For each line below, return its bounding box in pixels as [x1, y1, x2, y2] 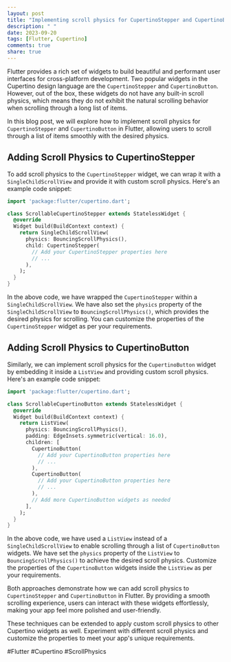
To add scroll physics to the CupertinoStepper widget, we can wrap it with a [7, 170, 221, 178]
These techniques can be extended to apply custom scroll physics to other [7, 619, 219, 628]
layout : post [7, 10, 45, 17]
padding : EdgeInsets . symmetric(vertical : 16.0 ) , [25, 432, 168, 440]
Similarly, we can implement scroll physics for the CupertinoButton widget [7, 360, 217, 368]
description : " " [7, 23, 57, 30]
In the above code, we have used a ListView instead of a [7, 534, 168, 543]
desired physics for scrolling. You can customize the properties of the [7, 315, 205, 323]
